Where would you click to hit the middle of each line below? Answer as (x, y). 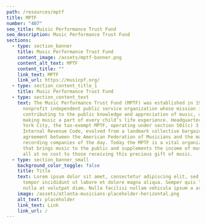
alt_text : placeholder (46, 199)
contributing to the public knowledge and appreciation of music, (109, 114)
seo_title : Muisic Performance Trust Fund (61, 29)
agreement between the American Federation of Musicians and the (108, 137)
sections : (19, 40)
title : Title (34, 171)
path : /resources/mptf (35, 12)
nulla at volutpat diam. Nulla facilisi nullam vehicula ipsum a (108, 188)
